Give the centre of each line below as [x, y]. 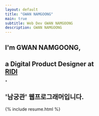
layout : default [21, 10]
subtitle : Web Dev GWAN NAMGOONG [39, 23]
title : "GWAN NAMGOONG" [29, 14]
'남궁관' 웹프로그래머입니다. [45, 97]
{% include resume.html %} [33, 109]
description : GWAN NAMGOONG [34, 28]
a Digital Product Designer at [49, 64]
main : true [16, 19]
